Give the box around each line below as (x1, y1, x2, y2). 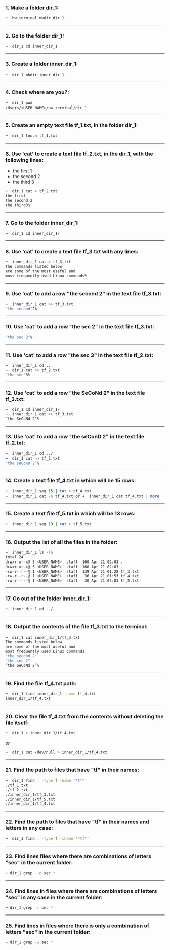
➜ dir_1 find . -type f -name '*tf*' (5, 778, 87, 783)
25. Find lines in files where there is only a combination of (5, 922, 149, 929)
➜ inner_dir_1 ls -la (5, 550, 53, 555)
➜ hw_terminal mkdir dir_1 (5, 16, 65, 21)
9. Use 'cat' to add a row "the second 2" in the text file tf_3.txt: (5, 290, 162, 297)
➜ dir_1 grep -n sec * (5, 870, 56, 876)
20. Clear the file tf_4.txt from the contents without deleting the (5, 713, 164, 720)
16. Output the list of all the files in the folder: (5, 538, 118, 545)
